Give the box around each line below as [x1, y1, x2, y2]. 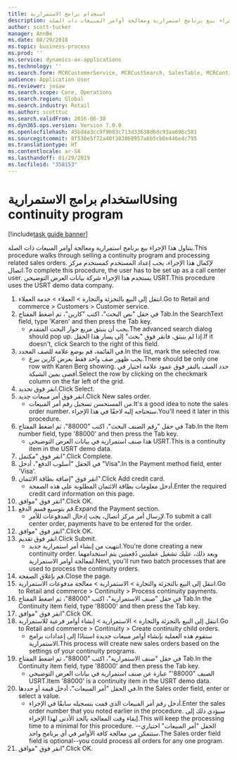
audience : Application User [8, 75, 91, 83]
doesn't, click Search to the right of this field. [28, 339, 160, 348]
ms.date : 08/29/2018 [8, 37, 69, 44]
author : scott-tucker [8, 23, 72, 30]
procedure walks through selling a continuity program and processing [8, 251, 210, 259]
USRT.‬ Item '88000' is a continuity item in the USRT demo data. [28, 676, 212, 685]
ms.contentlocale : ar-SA [8, 148, 81, 155]
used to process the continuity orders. [28, 564, 140, 572]
